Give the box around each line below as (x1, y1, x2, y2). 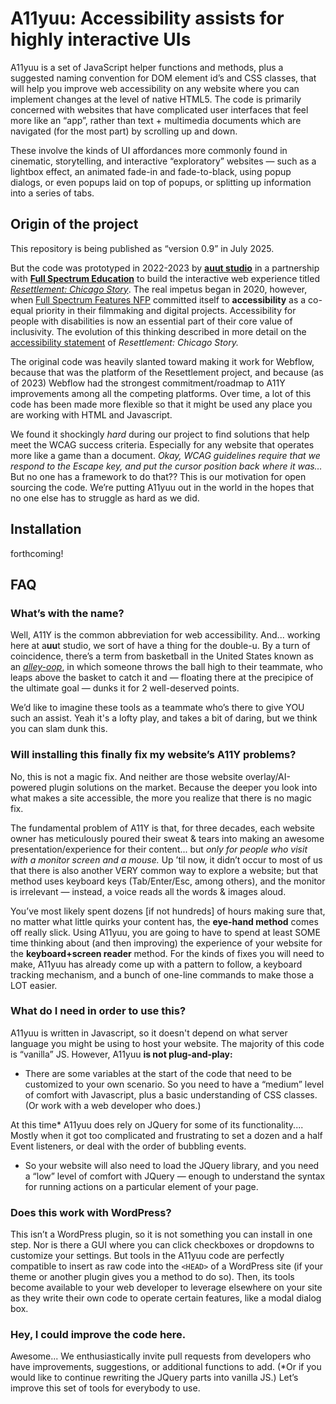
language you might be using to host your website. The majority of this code (10, 1037, 325, 1049)
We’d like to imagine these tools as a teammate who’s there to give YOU (10, 702, 305, 714)
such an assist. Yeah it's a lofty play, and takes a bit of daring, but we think (10, 712, 318, 724)
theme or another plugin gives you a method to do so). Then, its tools (10, 1271, 295, 1283)
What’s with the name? (10, 606, 125, 620)
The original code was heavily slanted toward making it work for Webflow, (10, 355, 315, 367)
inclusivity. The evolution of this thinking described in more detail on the (10, 325, 307, 337)
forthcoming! (10, 547, 64, 559)
